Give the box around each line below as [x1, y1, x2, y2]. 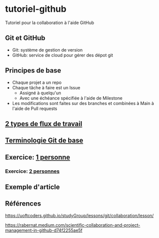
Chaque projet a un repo [12, 79, 62, 85]
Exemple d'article [5, 183, 60, 191]
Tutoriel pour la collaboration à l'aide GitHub [5, 20, 94, 26]
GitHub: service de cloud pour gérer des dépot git [12, 52, 113, 58]
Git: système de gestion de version [12, 47, 83, 53]
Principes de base [5, 66, 61, 75]
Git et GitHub [5, 34, 46, 42]
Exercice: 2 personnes [5, 168, 60, 175]
